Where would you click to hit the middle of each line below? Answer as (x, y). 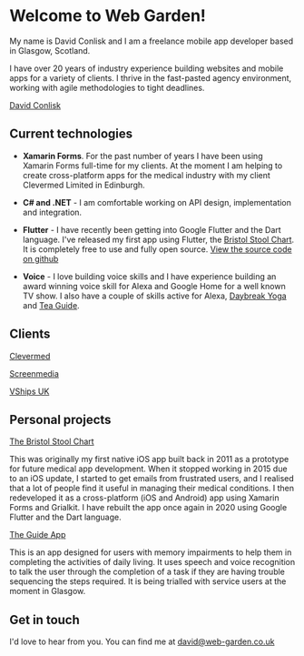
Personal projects (60, 419)
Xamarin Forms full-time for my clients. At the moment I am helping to (152, 166)
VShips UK (29, 391)
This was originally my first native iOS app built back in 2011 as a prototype (149, 459)
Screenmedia (34, 373)
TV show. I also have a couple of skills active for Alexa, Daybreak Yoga (155, 296)
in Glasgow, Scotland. (50, 50)
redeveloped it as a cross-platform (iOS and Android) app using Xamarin (144, 498)
